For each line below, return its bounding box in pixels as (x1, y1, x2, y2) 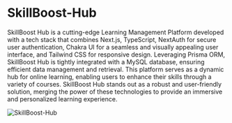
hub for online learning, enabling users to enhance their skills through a (7, 72, 212, 81)
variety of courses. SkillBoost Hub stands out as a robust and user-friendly (7, 80, 222, 88)
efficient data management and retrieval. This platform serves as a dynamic (7, 65, 224, 73)
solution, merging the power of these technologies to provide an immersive (7, 87, 223, 96)
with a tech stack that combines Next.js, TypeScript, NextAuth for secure (7, 35, 217, 43)
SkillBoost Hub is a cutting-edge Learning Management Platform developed (7, 28, 224, 36)
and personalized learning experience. (7, 94, 118, 103)
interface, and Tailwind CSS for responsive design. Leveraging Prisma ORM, (7, 50, 225, 59)
